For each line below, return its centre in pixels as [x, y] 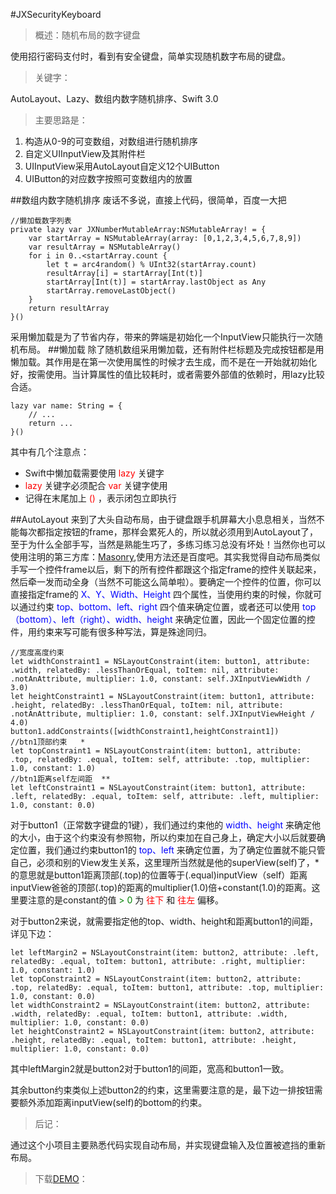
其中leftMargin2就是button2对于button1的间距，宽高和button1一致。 [150, 1068]
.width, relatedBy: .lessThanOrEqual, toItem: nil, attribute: [145, 670]
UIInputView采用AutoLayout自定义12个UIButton [122, 166]
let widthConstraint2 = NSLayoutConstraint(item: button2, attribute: [160, 1005]
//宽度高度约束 [37, 653]
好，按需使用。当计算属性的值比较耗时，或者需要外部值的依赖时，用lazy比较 [167, 374]
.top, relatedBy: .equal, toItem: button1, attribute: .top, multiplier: [167, 988]
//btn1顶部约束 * [48, 742]
